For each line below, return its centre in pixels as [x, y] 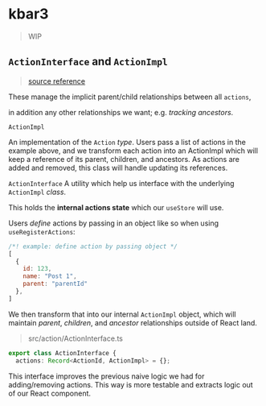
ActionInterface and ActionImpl [88, 62]
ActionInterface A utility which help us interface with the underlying [121, 183]
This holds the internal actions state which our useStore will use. [116, 207]
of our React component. [49, 393]
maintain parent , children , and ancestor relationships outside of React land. [133, 322]
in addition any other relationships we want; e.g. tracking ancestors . [121, 112]
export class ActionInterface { [62, 353]
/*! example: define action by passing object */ [93, 246]
